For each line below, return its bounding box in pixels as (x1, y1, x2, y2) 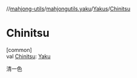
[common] (6, 46, 32, 53)
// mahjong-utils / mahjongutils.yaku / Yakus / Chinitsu (6, 5, 131, 12)
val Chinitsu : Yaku (6, 53, 51, 60)
